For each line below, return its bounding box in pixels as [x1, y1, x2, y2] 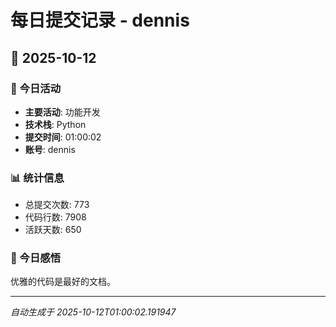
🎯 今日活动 [10, 81, 62, 95]
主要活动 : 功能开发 [24, 106, 101, 118]
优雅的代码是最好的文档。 [10, 276, 116, 288]
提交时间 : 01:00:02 [24, 131, 102, 143]
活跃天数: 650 [24, 224, 82, 236]
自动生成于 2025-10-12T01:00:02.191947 [10, 306, 177, 318]
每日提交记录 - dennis [10, 9, 190, 32]
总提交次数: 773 [24, 199, 90, 211]
